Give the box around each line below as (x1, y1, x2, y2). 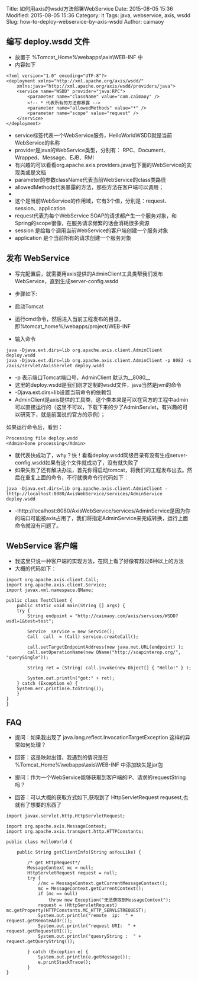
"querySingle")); (6, 655, 49, 661)
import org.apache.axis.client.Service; (6, 582, 108, 588)
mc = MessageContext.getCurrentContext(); (37, 886, 144, 892)
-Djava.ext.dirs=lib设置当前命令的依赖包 (14, 389, 112, 396)
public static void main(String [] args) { (17, 603, 126, 609)
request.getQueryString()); (6, 938, 76, 945)
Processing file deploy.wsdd (6, 435, 78, 441)
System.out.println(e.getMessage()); (37, 954, 131, 960)
